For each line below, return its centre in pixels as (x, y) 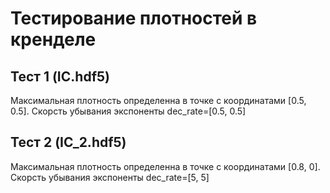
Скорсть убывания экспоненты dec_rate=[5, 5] (110, 177)
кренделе (53, 39)
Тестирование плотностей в (134, 18)
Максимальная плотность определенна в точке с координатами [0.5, (158, 100)
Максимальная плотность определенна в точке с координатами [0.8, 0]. (165, 166)
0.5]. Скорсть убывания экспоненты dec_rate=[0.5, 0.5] (128, 111)
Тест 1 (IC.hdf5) (60, 76)
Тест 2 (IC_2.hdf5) (68, 142)
